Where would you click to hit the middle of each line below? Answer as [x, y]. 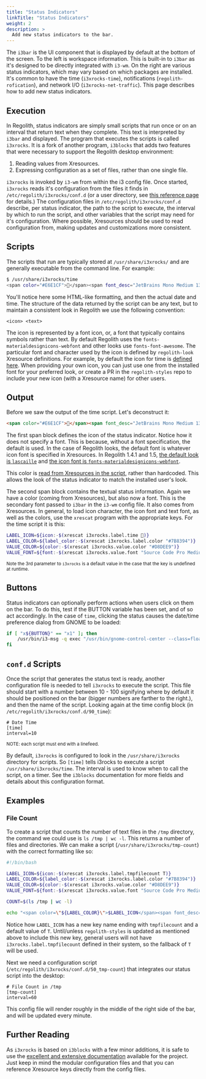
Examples [25, 801]
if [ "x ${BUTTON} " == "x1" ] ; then [52, 633]
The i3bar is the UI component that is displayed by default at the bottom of [101, 52]
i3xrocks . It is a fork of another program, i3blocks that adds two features [99, 145]
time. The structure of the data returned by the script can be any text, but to [102, 303]
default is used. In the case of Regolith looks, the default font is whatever [99, 448]
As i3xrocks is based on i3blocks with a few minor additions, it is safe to [98, 1050]
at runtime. [18, 569]
